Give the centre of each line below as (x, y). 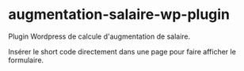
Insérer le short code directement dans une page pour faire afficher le (122, 51)
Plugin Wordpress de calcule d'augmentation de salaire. (99, 36)
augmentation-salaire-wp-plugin (119, 15)
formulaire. (26, 60)
